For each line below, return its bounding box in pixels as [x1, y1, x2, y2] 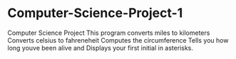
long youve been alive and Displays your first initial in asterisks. [7, 43, 194, 52]
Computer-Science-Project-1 [7, 5, 183, 21]
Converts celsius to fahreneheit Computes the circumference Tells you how [7, 36, 229, 44]
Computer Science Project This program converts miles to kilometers [7, 28, 210, 37]
